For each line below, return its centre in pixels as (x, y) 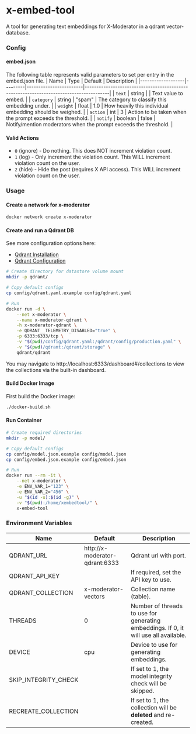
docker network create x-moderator (49, 217)
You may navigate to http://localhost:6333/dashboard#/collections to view (95, 364)
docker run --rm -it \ (34, 475)
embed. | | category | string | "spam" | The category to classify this (86, 99)
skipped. (142, 691)
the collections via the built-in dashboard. (56, 370)
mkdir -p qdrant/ (27, 277)
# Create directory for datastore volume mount (65, 272)
